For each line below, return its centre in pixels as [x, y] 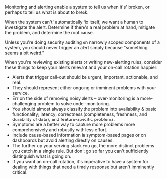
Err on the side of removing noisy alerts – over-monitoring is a [76, 98]
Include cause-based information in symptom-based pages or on [79, 135]
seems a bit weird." [25, 53]
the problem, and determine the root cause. [50, 32]
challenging [24, 103]
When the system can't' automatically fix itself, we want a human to [74, 22]
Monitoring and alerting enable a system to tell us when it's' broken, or [78, 7]
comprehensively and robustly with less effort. [60, 130]
